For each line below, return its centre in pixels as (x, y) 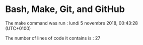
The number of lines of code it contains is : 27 (53, 38)
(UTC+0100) (18, 28)
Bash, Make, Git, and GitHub (65, 9)
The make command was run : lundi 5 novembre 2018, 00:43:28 (72, 23)
